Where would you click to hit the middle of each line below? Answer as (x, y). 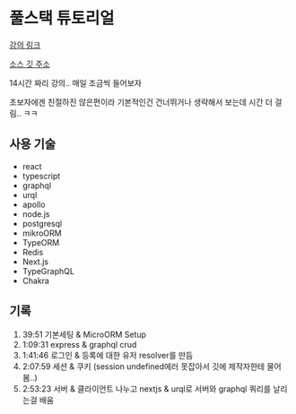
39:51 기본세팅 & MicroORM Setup (84, 334)
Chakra (35, 280)
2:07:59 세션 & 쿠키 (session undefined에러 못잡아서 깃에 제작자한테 (144, 366)
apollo (34, 204)
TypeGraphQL (48, 271)
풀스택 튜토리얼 (62, 18)
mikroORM (42, 233)
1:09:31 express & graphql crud (79, 344)
